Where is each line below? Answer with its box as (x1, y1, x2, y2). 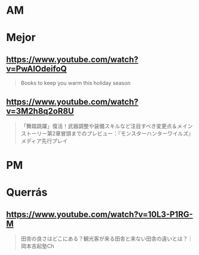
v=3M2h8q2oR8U (6, 106, 74, 116)
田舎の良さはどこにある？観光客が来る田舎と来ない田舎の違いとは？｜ (20, 235, 194, 243)
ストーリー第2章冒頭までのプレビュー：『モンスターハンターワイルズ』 (20, 130, 194, 137)
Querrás (6, 185, 48, 199)
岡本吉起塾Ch (20, 243, 55, 250)
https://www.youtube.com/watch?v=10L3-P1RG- (6, 209, 194, 219)
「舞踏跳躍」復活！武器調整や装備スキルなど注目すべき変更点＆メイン (20, 122, 193, 130)
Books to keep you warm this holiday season (20, 80, 131, 87)
